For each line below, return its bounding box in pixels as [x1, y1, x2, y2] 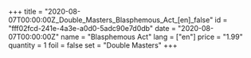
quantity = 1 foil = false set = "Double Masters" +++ [8, 41, 178, 50]
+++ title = [8, 7, 44, 16]
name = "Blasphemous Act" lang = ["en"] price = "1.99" [61, 32, 243, 41]
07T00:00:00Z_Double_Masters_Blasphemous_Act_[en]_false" [8, 15, 214, 25]
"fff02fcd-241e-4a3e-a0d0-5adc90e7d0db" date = [8, 24, 177, 33]
